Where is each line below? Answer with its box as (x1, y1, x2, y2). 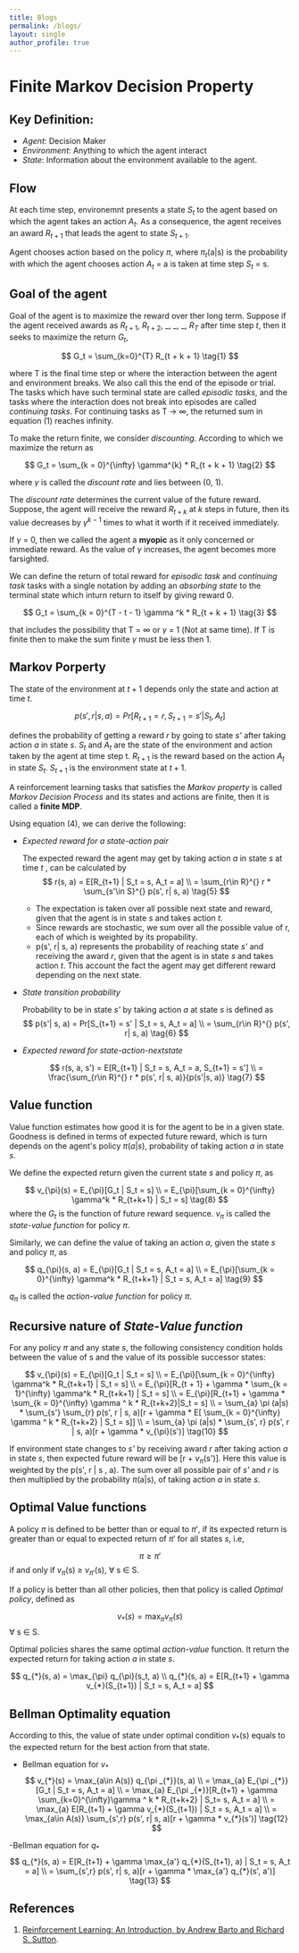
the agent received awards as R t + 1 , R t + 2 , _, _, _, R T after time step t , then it (9, 319, 287, 333)
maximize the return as (9, 442, 94, 453)
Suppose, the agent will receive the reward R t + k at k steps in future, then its (9, 504, 290, 517)
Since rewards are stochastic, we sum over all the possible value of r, (35, 922, 290, 932)
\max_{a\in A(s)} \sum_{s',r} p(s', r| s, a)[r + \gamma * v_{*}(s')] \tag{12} (25, 1813, 288, 1823)
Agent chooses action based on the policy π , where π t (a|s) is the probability (9, 247, 288, 260)
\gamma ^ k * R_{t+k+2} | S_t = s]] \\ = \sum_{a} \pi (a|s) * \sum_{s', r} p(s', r (10, 1417, 290, 1427)
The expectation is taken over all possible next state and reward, (35, 903, 273, 913)
